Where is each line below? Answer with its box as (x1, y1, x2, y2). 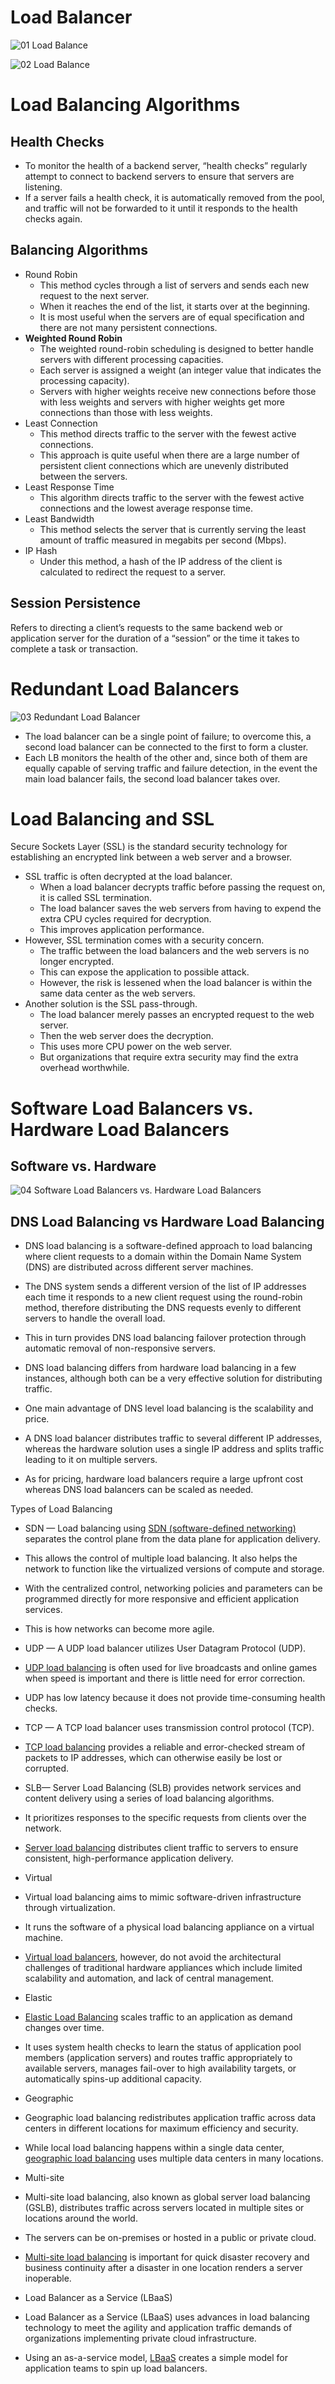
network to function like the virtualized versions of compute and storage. (24, 1563, 325, 1575)
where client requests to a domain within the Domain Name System (24, 1251, 302, 1263)
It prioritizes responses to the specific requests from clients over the (24, 1812, 307, 1824)
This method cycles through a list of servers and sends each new (39, 279, 310, 291)
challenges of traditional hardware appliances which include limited (24, 1962, 303, 1974)
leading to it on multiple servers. (24, 1454, 158, 1466)
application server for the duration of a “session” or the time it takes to (10, 632, 300, 644)
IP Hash (24, 544, 58, 556)
